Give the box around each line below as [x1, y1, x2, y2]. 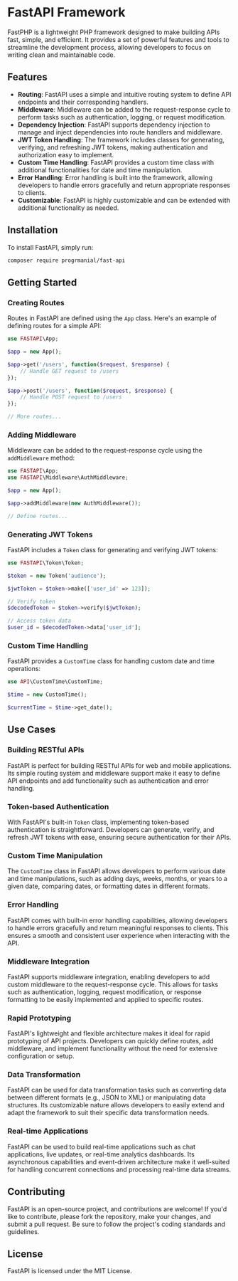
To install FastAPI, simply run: [7, 243, 94, 251]
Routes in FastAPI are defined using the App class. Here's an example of [7, 314, 217, 322]
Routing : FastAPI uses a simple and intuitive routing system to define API [17, 90, 232, 98]
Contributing [7, 1186, 65, 1198]
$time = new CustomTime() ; [7, 691, 87, 698]
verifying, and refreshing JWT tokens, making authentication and [17, 143, 208, 152]
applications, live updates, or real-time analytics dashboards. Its [7, 1150, 195, 1159]
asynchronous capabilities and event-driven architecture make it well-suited [7, 1157, 230, 1166]
